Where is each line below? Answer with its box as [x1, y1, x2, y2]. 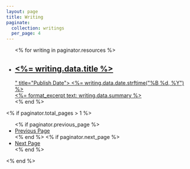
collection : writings [11, 25, 65, 31]
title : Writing [6, 14, 44, 20]
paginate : [6, 19, 31, 25]
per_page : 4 [11, 31, 41, 37]
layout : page [6, 8, 38, 15]
